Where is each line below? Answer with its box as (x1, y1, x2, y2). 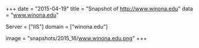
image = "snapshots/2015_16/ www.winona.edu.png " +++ (5, 35, 147, 41)
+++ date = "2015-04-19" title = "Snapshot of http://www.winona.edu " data (5, 5, 194, 12)
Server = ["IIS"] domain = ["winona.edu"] (5, 23, 108, 30)
